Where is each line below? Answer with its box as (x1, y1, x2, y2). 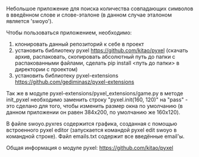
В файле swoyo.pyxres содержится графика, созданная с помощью (6, 120, 178, 127)
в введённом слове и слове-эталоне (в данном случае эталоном (6, 11, 172, 18)
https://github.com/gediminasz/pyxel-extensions (14, 78, 135, 85)
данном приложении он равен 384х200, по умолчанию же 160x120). (6, 109, 181, 116)
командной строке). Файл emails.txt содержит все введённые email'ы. (6, 133, 185, 140)
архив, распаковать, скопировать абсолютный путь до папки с (14, 53, 176, 60)
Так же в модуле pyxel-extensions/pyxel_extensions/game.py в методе (6, 90, 184, 97)
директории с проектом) (14, 66, 78, 73)
